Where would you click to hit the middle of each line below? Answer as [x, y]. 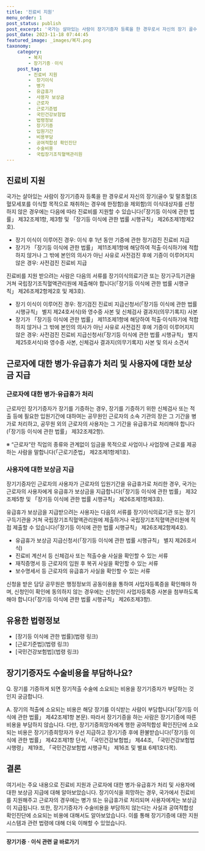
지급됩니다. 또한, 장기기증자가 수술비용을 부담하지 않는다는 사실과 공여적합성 [103, 808]
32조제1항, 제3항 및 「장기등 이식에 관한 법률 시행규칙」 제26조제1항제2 [109, 219]
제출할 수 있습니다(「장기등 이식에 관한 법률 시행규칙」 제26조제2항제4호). [100, 527]
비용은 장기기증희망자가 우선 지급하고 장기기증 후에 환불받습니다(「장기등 [103, 732]
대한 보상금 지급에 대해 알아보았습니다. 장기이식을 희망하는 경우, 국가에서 [92, 792]
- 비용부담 [41, 137]
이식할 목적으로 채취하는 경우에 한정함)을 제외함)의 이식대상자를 [108, 204]
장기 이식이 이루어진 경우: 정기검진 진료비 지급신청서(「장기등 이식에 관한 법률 [106, 304]
